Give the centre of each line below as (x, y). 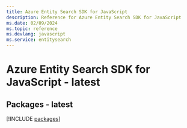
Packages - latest (40, 104)
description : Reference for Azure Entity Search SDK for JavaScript (94, 17)
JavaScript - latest (53, 82)
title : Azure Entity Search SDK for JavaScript (67, 12)
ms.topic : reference (32, 29)
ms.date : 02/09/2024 (32, 23)
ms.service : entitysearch (38, 40)
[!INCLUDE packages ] (33, 119)
